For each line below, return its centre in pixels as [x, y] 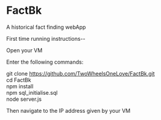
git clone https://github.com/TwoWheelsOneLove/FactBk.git [80, 73]
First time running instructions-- [46, 38]
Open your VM [24, 50]
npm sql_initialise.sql [32, 92]
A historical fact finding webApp [46, 27]
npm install [20, 86]
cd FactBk [19, 80]
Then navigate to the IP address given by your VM [68, 110]
